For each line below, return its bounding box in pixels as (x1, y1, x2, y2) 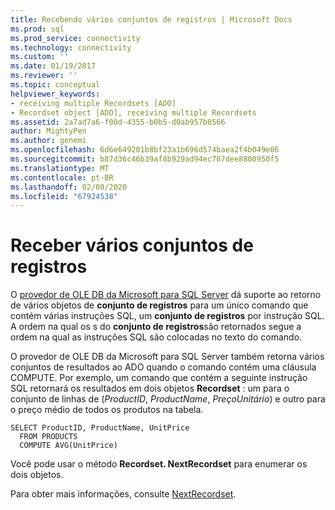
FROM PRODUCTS (19, 432, 78, 442)
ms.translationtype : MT (10, 163, 110, 173)
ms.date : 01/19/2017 (10, 61, 97, 71)
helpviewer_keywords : (10, 89, 101, 99)
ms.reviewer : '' (10, 71, 78, 81)
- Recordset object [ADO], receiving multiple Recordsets (10, 107, 257, 118)
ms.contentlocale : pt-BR (10, 172, 114, 183)
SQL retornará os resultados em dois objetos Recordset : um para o (10, 382, 290, 395)
